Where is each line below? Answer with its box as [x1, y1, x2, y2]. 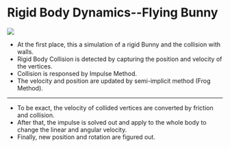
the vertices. [16, 62, 53, 70]
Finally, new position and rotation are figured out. [16, 132, 156, 141]
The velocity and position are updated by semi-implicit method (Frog [16, 77, 211, 85]
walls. [16, 47, 34, 56]
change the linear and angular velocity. [16, 125, 127, 134]
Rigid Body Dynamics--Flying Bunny [7, 5, 218, 21]
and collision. [16, 111, 55, 119]
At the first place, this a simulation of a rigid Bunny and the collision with [16, 40, 221, 49]
